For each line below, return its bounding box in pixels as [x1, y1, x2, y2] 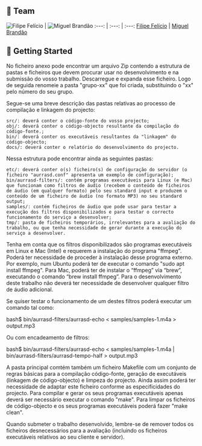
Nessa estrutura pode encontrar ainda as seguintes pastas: [6, 155, 154, 162]
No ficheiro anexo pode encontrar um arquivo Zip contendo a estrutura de [6, 62, 190, 70]
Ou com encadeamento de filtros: [6, 333, 90, 341]
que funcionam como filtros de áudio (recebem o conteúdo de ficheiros [6, 182, 190, 188]
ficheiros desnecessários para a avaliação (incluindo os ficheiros [6, 427, 168, 434]
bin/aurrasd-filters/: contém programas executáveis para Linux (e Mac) [6, 177, 193, 183]
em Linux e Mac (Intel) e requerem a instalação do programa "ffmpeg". [6, 247, 182, 254]
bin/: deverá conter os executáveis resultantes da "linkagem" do [6, 134, 177, 140]
